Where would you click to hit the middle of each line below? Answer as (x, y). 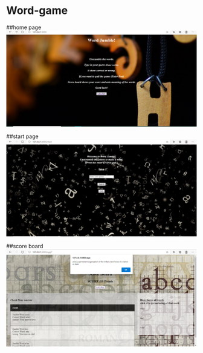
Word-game (37, 11)
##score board (25, 246)
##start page (22, 136)
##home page (24, 27)
